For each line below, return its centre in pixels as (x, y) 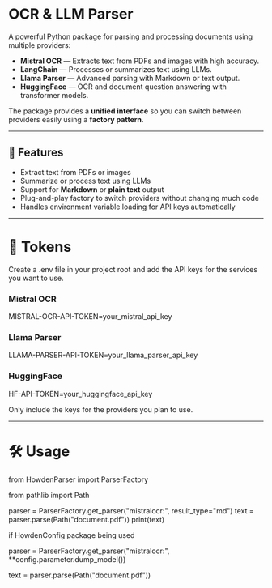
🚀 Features (36, 153)
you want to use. (36, 278)
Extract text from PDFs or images (75, 172)
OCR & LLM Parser (71, 14)
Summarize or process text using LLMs (85, 181)
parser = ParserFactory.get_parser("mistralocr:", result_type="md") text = (132, 510)
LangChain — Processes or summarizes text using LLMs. (116, 69)
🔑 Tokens (40, 247)
